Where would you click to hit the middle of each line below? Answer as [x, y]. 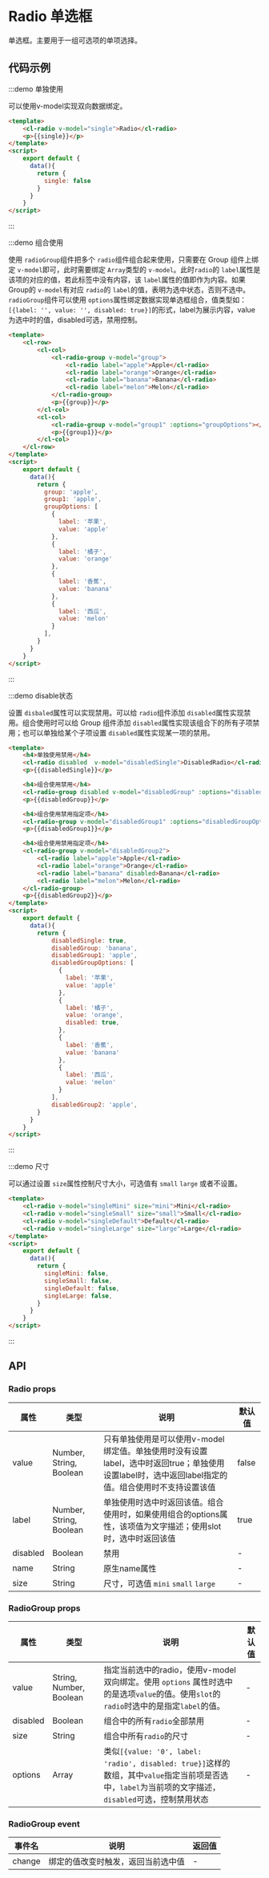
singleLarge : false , [78, 1296]
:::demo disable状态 [41, 695]
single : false [67, 181]
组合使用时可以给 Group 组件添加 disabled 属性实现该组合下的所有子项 [137, 723]
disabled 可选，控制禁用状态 [156, 1799]
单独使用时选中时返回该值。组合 [163, 1502]
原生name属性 [130, 1568]
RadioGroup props [44, 1608]
